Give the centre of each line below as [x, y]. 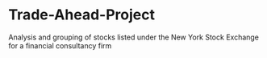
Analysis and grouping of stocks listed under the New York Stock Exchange [134, 37]
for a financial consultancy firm [60, 45]
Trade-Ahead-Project [82, 15]
